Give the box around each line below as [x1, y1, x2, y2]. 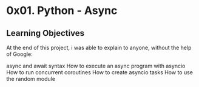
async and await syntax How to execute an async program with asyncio [6, 62, 186, 69]
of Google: [6, 50, 33, 58]
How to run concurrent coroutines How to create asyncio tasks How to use [6, 69, 193, 76]
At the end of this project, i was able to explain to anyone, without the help [6, 44, 192, 51]
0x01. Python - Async [6, 4, 118, 18]
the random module [6, 75, 56, 82]
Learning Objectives [6, 28, 85, 38]
